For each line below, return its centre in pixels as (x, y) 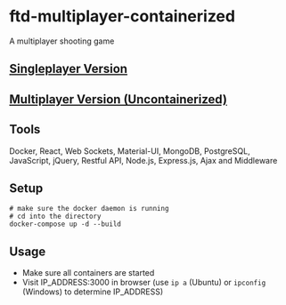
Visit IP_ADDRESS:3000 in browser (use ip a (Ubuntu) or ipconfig (144, 283)
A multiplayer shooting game (62, 41)
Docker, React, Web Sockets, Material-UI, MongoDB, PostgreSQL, (130, 151)
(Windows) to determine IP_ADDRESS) (93, 292)
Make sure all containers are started (88, 273)
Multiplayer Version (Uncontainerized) (118, 99)
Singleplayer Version (68, 69)
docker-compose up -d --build (65, 224)
